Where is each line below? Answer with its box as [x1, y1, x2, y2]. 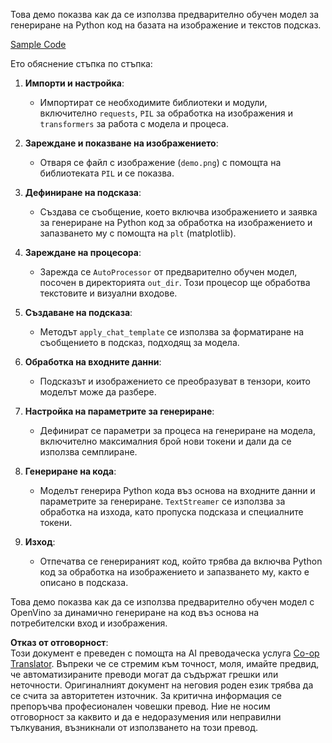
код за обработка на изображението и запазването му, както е [39, 566, 310, 578]
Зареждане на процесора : [24, 247, 142, 258]
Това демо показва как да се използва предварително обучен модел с [10, 596, 315, 608]
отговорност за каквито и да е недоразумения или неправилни [10, 711, 282, 723]
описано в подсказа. [39, 577, 129, 588]
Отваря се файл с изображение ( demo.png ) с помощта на [39, 157, 282, 168]
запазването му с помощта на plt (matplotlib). [39, 227, 237, 239]
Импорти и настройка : [24, 77, 125, 89]
